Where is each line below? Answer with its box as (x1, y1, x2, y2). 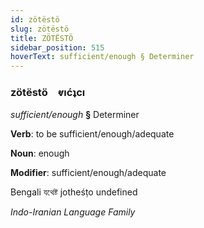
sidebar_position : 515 (10, 42, 105, 53)
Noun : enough (10, 147, 70, 160)
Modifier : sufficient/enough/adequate (10, 167, 167, 179)
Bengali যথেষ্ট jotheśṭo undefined (10, 186, 138, 198)
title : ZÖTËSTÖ (10, 33, 74, 43)
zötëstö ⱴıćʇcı (10, 86, 86, 100)
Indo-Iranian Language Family (10, 206, 136, 218)
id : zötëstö (10, 14, 60, 25)
